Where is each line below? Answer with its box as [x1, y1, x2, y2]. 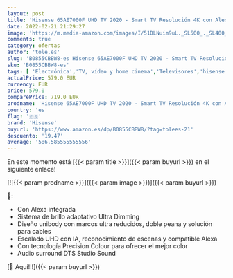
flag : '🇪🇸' [7, 113, 42, 120]
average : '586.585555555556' [7, 139, 92, 146]
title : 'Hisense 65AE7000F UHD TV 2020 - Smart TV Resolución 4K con [7, 17, 213, 24]
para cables [17, 228, 51, 236]
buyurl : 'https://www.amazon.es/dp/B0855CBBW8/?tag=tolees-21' [7, 126, 194, 133]
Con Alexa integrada [17, 205, 76, 214]
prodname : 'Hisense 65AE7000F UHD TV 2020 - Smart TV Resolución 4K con [7, 100, 222, 107]
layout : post [7, 10, 45, 17]
